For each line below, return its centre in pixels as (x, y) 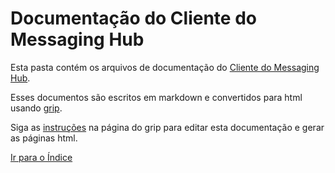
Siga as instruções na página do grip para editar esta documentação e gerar (167, 127)
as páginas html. (44, 138)
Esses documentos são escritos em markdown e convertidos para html (156, 97)
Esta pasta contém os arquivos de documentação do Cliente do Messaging (165, 67)
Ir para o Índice (41, 157)
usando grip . (36, 108)
